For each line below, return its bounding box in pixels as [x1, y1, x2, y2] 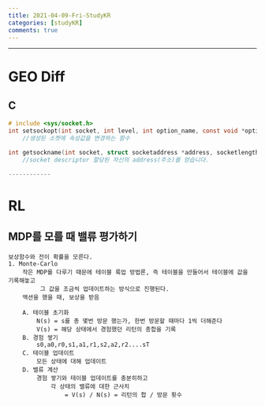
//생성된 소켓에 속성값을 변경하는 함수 [22, 135, 130, 143]
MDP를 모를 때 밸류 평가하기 [8, 230, 138, 244]
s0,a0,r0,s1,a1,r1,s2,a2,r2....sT [36, 341, 150, 348]
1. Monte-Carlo [8, 259, 58, 268]
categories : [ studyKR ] [8, 19, 83, 27]
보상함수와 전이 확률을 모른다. [8, 253, 93, 261]
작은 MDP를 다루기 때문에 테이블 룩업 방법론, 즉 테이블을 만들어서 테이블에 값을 [22, 268, 248, 276]
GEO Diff [8, 68, 65, 85]
